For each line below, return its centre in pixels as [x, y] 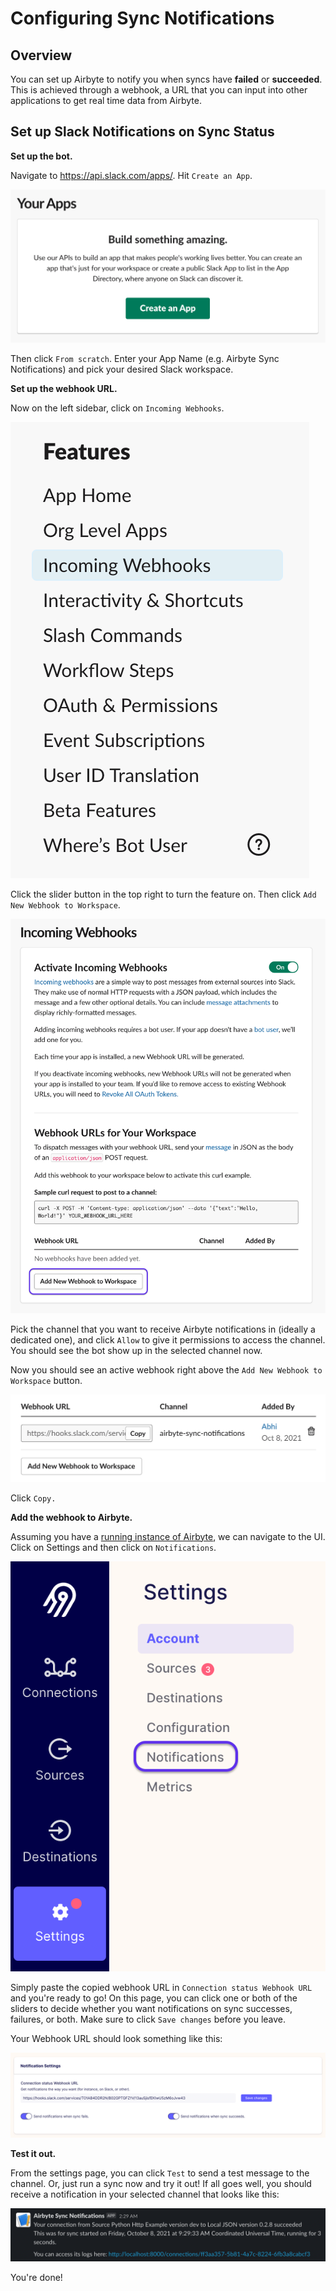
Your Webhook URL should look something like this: [116, 2039]
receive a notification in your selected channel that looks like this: [145, 2194]
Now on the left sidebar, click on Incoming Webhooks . [117, 408]
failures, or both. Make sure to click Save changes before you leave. [148, 2019]
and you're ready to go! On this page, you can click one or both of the [154, 1998]
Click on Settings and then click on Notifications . [113, 1547]
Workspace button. [46, 1381]
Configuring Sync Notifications [142, 18]
